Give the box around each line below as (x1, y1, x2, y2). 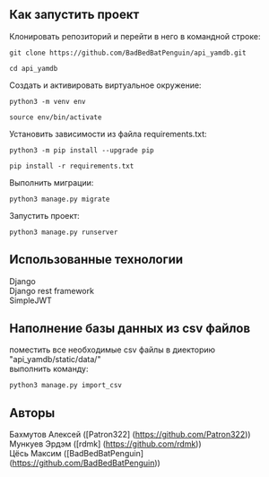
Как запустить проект (9, 7, 140, 22)
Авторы (9, 405, 56, 421)
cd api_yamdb (9, 64, 58, 73)
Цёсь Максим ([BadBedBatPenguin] (9, 448, 144, 459)
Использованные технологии (9, 252, 184, 267)
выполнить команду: (9, 363, 89, 375)
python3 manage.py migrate (9, 195, 110, 204)
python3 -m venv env (9, 97, 87, 106)
